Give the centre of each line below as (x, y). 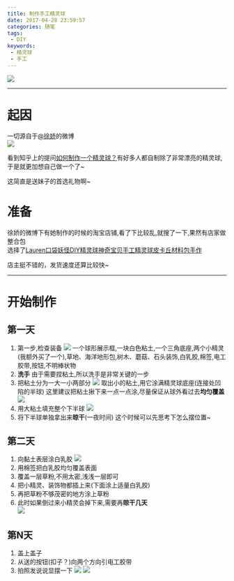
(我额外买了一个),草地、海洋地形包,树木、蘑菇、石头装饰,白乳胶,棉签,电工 (122, 357)
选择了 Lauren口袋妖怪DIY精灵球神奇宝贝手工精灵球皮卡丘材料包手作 (104, 250)
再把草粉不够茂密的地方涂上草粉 (63, 494)
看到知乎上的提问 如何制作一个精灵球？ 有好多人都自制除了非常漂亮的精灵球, (115, 157)
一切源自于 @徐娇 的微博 (41, 136)
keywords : (22, 46)
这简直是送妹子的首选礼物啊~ (49, 181)
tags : (15, 33)
